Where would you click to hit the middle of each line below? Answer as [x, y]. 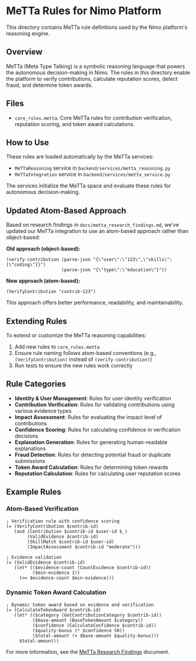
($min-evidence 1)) [56, 573]
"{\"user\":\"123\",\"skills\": [133, 260]
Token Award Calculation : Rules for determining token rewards [92, 467]
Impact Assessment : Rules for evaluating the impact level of [88, 417]
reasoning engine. [28, 33]
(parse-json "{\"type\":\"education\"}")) [114, 270]
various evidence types [43, 410]
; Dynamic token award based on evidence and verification [80, 605]
